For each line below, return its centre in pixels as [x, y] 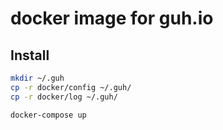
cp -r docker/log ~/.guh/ [64, 97]
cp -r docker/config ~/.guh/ [71, 87]
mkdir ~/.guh [37, 78]
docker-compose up [48, 115]
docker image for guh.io [112, 18]
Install [30, 55]
